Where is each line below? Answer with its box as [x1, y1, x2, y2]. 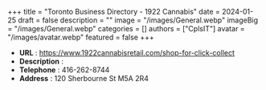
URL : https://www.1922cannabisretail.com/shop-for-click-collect [18, 48, 235, 57]
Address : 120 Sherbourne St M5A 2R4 [18, 74, 149, 83]
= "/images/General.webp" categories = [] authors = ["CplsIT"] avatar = [7, 24, 246, 33]
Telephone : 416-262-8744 [18, 65, 110, 75]
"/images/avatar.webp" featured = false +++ [7, 32, 154, 42]
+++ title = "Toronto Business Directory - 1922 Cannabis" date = [7, 7, 220, 16]
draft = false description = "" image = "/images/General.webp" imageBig [18, 15, 259, 25]
